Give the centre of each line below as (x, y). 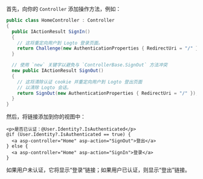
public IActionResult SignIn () (51, 31)
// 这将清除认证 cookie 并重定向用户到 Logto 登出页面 (80, 82)
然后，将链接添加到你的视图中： (46, 117)
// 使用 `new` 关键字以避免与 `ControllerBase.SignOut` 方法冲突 (90, 65)
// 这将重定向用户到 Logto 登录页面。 (60, 43)
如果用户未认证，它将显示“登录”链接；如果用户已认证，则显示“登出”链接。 (98, 170)
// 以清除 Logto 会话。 (44, 87)
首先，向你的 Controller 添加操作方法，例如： (64, 9)
